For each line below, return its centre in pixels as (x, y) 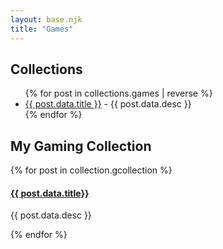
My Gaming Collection (81, 146)
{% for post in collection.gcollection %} (91, 170)
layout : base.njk (46, 19)
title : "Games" (42, 29)
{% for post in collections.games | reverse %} (118, 93)
